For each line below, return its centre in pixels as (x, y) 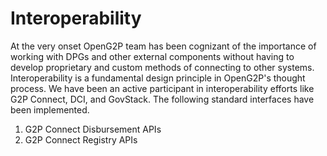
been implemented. (50, 109)
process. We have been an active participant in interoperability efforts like (162, 88)
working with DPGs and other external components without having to (152, 56)
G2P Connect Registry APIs (81, 139)
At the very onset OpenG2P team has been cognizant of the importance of (163, 46)
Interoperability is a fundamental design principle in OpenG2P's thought (158, 78)
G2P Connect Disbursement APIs (93, 129)
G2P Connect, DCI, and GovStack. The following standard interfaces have (162, 99)
